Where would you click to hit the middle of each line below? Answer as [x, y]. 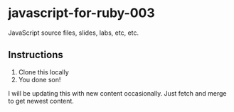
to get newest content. [41, 101]
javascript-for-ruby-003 [81, 13]
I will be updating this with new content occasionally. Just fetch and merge [117, 93]
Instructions [36, 55]
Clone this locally [44, 72]
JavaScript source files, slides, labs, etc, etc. [74, 33]
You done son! [39, 79]
